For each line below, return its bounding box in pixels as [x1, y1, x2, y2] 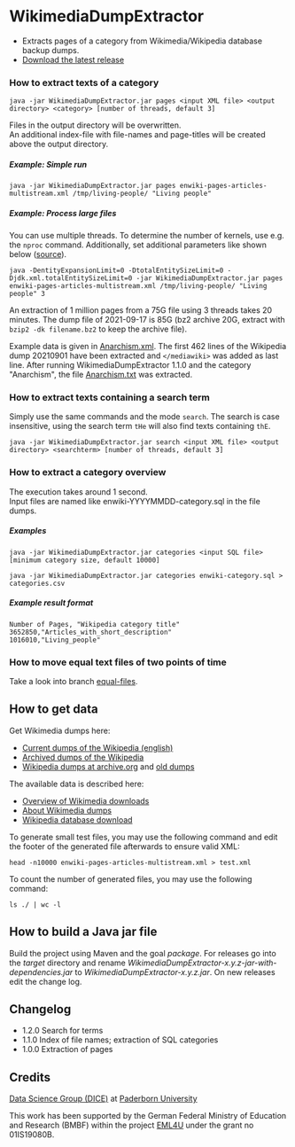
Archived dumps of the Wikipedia [21, 752, 144, 762]
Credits [9, 1070, 51, 1085]
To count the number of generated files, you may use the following [9, 873, 252, 884]
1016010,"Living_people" [9, 636, 101, 644]
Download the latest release [21, 54, 125, 65]
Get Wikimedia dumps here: [9, 725, 111, 736]
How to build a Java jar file [9, 925, 158, 940]
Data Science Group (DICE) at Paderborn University [9, 1093, 198, 1104]
